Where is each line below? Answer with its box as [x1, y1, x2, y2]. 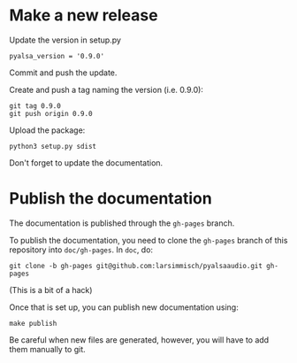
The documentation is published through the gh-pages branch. [9, 218, 235, 228]
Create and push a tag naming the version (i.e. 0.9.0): [9, 84, 203, 95]
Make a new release [9, 5, 158, 26]
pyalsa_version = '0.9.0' [9, 51, 104, 60]
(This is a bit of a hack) [9, 284, 93, 295]
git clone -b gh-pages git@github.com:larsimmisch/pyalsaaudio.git [9, 261, 263, 270]
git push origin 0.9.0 [9, 109, 93, 118]
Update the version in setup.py [9, 35, 122, 45]
